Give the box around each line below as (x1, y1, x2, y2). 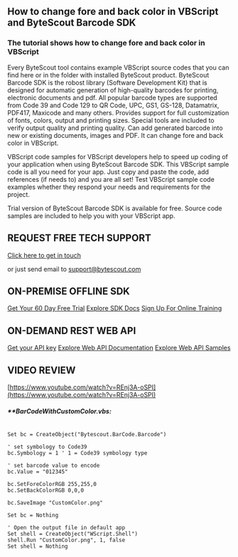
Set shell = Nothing (7, 543, 69, 550)
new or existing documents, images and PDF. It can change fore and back (7, 131, 224, 139)
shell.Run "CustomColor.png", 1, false (7, 536, 126, 544)
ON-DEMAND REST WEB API (7, 325, 136, 337)
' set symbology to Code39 (7, 443, 87, 450)
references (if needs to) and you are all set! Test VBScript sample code (7, 175, 215, 183)
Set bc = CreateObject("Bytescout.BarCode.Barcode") (7, 431, 167, 438)
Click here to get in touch (7, 251, 82, 259)
